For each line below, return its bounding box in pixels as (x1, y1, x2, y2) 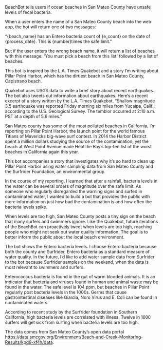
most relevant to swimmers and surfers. (5, 264, 85, 270)
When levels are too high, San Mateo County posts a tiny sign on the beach (5, 214, 156, 219)
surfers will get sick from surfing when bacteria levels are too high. (5, 319, 139, 325)
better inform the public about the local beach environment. (5, 234, 125, 240)
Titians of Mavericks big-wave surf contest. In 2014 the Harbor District (5, 134, 147, 139)
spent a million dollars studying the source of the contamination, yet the (5, 138, 149, 144)
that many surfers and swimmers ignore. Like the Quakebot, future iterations (5, 219, 158, 224)
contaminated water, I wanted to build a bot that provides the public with (5, 194, 150, 199)
